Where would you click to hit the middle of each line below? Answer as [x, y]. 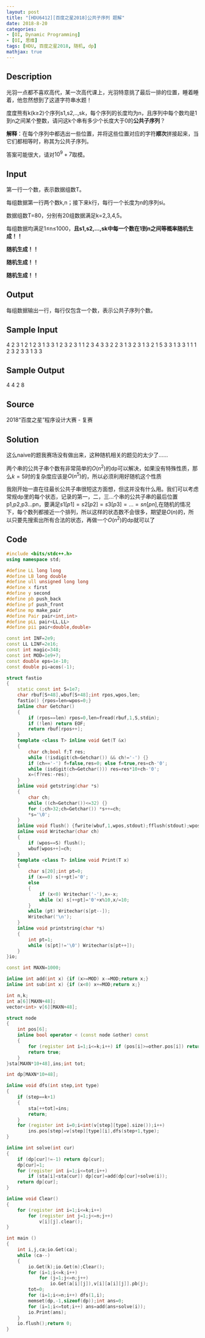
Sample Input [32, 330]
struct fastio [24, 678]
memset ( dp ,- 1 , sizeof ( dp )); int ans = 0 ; [76, 1301]
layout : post [23, 12]
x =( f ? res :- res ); [49, 775]
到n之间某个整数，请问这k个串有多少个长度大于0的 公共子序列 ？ [86, 121]
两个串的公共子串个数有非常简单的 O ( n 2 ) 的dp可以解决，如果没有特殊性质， [99, 468]
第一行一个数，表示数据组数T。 [46, 190]
